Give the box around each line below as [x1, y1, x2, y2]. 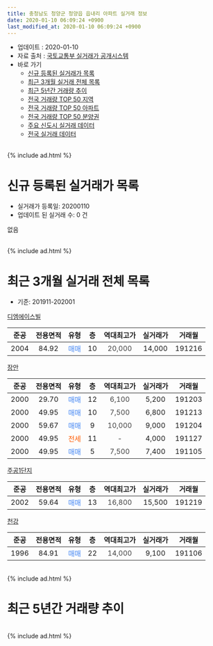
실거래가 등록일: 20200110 [17, 202, 90, 211]
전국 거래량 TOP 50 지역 [27, 95, 94, 104]
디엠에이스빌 [7, 312, 42, 321]
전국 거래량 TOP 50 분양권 [27, 113, 99, 121]
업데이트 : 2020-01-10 [17, 43, 78, 51]
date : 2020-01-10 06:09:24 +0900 [7, 17, 104, 24]
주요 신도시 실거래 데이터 [27, 121, 95, 129]
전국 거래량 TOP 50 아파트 [27, 104, 99, 112]
